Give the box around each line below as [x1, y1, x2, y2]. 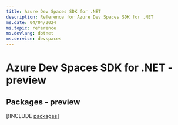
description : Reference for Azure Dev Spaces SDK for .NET [6, 14, 154, 20]
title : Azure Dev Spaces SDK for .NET [6, 8, 101, 15]
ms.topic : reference [6, 25, 57, 31]
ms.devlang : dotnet [6, 31, 54, 36]
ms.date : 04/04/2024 [6, 19, 57, 25]
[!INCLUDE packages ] [6, 113, 59, 119]
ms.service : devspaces [6, 36, 62, 42]
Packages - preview [6, 97, 80, 107]
